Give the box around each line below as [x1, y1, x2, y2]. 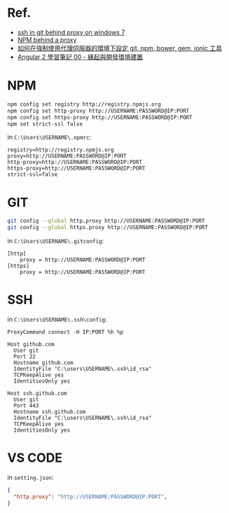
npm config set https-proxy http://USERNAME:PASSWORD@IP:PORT [7, 114, 193, 121]
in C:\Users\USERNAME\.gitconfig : [7, 237, 104, 245]
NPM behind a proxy [17, 35, 77, 43]
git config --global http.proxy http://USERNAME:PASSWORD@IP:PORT [7, 217, 205, 225]
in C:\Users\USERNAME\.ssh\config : [7, 315, 107, 323]
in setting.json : [7, 473, 54, 481]
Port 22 [13, 353, 36, 360]
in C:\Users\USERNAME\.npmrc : [7, 133, 92, 142]
